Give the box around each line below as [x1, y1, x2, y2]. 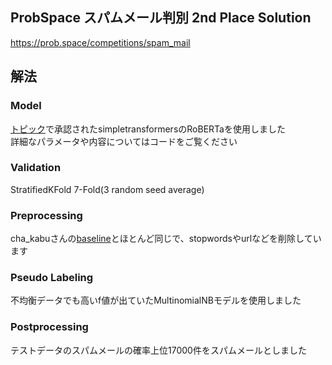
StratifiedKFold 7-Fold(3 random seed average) [10, 183, 205, 195]
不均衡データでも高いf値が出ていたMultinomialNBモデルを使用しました [10, 294, 302, 307]
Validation [10, 161, 62, 175]
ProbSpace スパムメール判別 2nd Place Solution [10, 9, 312, 27]
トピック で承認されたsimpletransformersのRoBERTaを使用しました [10, 123, 286, 135]
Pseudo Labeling [10, 271, 94, 285]
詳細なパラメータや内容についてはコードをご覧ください [10, 135, 238, 147]
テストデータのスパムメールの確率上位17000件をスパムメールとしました [10, 344, 307, 356]
